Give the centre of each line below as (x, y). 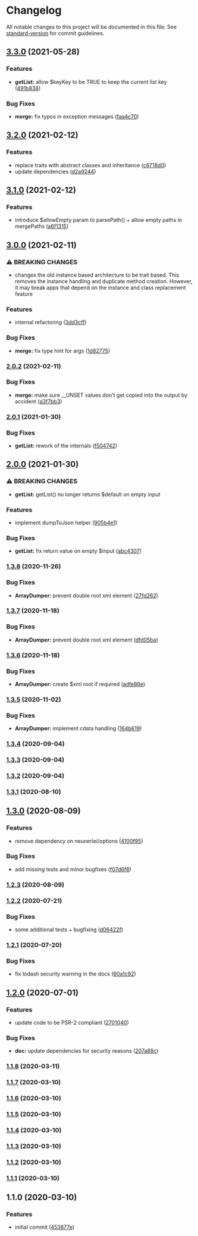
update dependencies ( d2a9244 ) (55, 171)
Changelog (34, 10)
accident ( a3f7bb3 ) (38, 401)
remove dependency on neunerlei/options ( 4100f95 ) (79, 841)
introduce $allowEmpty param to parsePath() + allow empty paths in (98, 220)
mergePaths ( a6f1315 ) (42, 226)
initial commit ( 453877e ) (45, 1227)
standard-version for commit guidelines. (55, 33)
